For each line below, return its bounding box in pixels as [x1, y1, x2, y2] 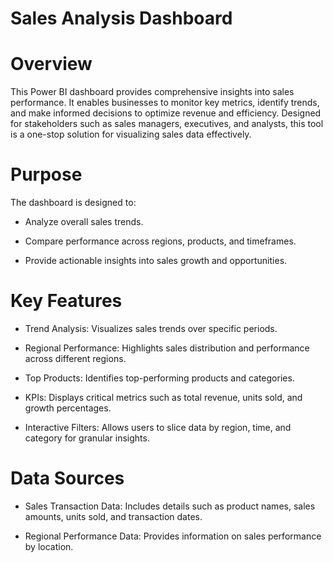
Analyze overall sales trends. [24, 216, 144, 228]
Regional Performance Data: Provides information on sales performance [24, 530, 322, 542]
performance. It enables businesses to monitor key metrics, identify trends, [10, 97, 320, 109]
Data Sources [10, 467, 125, 490]
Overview [10, 53, 93, 76]
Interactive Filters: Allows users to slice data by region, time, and [24, 422, 292, 433]
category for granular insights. [24, 432, 150, 444]
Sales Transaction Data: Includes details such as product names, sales [24, 500, 316, 512]
